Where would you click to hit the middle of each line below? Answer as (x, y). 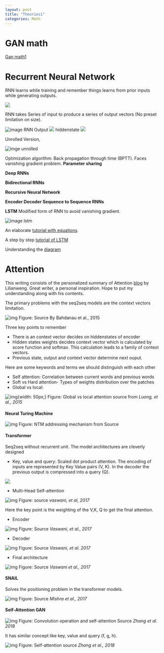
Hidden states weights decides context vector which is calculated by (82, 342)
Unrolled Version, (23, 139)
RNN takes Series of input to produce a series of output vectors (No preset (81, 114)
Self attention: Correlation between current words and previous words (83, 377)
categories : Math (23, 19)
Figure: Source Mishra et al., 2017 (53, 598)
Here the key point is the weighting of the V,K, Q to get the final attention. (79, 510)
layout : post (18, 10)
